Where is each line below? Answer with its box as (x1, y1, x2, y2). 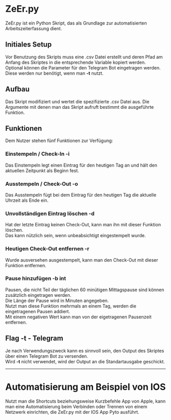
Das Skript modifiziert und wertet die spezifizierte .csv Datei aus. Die (5, 98, 150, 105)
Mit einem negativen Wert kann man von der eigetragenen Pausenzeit (5, 314, 152, 320)
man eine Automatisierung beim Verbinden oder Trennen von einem (5, 403, 148, 409)
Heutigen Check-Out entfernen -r (5, 245, 90, 252)
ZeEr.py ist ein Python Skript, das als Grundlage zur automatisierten (5, 20, 147, 26)
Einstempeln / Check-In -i (5, 150, 70, 157)
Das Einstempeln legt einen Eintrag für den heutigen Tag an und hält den (5, 162, 158, 168)
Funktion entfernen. (5, 262, 47, 268)
